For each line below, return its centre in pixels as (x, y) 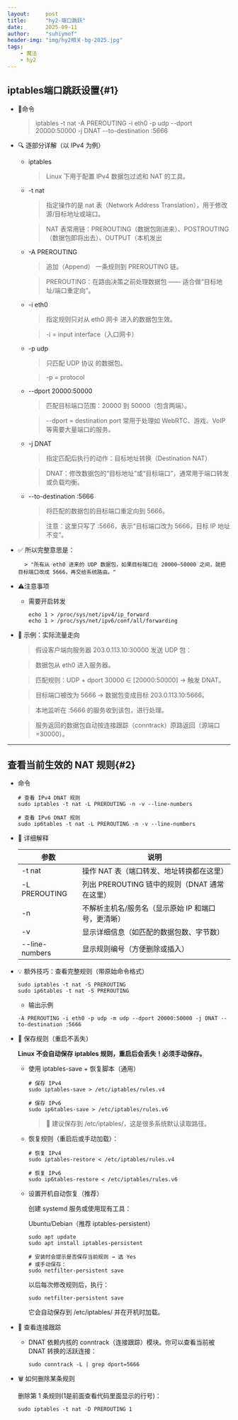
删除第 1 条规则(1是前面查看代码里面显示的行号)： (89, 1396)
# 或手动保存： (47, 1265)
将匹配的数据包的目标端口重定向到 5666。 (107, 511)
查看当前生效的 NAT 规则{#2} (72, 765)
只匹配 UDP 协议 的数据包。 (86, 363)
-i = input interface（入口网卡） (92, 334)
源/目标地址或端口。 (75, 214)
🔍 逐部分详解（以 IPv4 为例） (61, 145)
